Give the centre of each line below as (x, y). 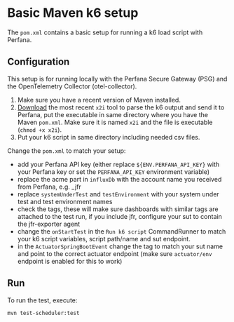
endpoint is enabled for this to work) (70, 261)
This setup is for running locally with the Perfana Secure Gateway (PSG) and (117, 79)
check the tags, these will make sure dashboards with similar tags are (118, 209)
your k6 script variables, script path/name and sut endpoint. (104, 239)
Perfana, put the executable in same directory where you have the (113, 114)
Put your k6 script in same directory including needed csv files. (109, 137)
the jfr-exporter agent (49, 224)
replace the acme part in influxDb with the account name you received (119, 179)
